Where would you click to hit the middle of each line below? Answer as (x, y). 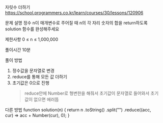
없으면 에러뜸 (46, 99)
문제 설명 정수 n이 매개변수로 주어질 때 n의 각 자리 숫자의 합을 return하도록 (77, 23)
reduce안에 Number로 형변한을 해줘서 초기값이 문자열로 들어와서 (87, 93)
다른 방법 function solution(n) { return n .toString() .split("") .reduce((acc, (78, 110)
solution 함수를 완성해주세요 (32, 29)
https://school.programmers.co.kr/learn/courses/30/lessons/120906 (74, 13)
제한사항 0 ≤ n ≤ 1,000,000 (32, 39)
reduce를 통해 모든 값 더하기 (40, 77)
